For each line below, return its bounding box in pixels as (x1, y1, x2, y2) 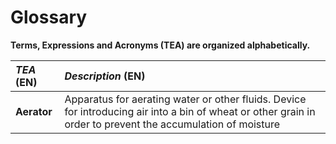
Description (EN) (64, 69, 146, 83)
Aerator (15, 104, 53, 118)
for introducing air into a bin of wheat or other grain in (64, 104, 316, 118)
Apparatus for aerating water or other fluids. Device (64, 92, 307, 106)
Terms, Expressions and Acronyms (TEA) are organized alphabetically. (10, 39, 311, 51)
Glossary (10, 6, 88, 29)
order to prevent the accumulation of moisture (64, 117, 281, 131)
